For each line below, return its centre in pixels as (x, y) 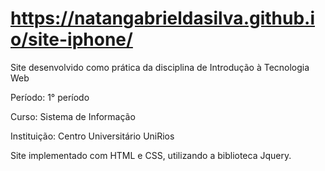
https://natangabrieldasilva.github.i (163, 18)
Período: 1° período (50, 97)
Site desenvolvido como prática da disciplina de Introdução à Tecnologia (160, 67)
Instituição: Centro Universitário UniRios (92, 136)
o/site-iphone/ (71, 39)
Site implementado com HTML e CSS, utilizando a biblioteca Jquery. (151, 155)
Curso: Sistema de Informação (73, 116)
